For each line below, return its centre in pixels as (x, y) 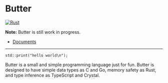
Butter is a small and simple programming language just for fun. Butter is (79, 65)
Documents (24, 41)
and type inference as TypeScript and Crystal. (52, 75)
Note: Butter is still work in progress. (43, 32)
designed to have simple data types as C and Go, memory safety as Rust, (81, 70)
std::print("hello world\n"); (37, 55)
